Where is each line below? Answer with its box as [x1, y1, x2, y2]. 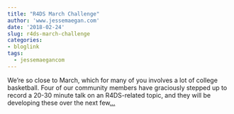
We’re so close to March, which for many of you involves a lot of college [7, 76, 218, 84]
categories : [7, 37, 43, 44]
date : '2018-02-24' [7, 23, 65, 30]
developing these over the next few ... [7, 98, 116, 107]
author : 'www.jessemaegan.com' [7, 17, 100, 24]
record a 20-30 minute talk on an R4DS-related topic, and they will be [7, 91, 211, 99]
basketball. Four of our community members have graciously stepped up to [7, 83, 228, 92]
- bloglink [7, 43, 40, 50]
